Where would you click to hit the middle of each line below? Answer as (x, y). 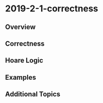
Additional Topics (33, 94)
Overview (21, 27)
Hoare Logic (24, 61)
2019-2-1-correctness (52, 9)
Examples (21, 77)
